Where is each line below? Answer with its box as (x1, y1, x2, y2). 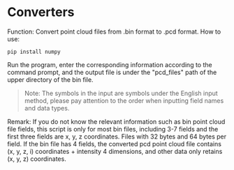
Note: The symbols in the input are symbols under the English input (24, 89, 218, 97)
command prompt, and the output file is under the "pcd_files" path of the (7, 68, 217, 76)
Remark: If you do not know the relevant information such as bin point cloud (7, 117, 226, 126)
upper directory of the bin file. (7, 75, 94, 84)
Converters (7, 4, 75, 20)
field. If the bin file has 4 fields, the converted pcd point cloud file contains (7, 139, 222, 148)
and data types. (24, 104, 70, 112)
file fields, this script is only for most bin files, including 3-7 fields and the (7, 125, 219, 133)
